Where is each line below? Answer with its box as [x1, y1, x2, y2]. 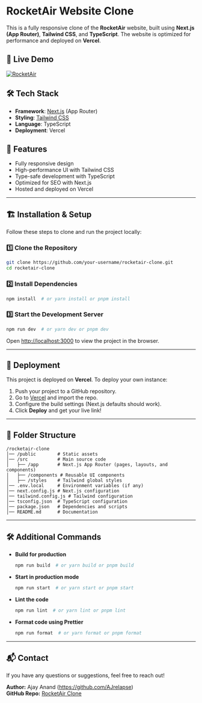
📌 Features [6, 144, 47, 154]
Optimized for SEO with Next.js [14, 179, 92, 186]
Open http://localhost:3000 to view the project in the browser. [6, 337, 159, 344]
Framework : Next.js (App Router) [14, 107, 98, 115]
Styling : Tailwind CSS [14, 114, 69, 121]
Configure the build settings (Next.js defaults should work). [14, 401, 162, 408]
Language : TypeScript [14, 120, 71, 127]
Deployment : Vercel [14, 126, 66, 134]
